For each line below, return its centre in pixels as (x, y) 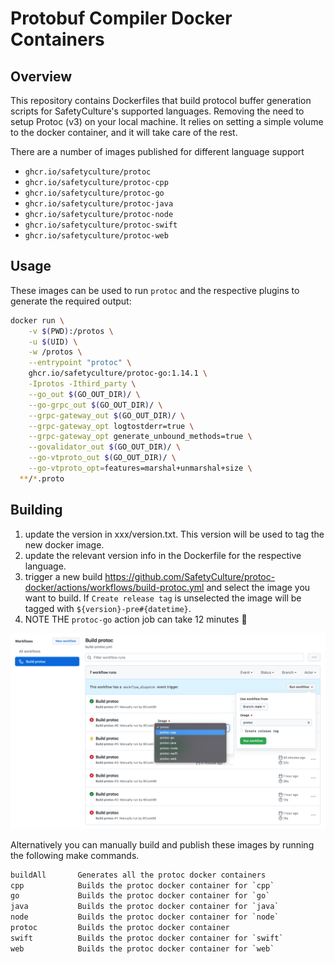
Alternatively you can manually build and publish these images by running (162, 844)
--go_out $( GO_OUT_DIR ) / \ (84, 394)
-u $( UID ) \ (53, 342)
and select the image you (258, 587)
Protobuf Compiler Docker (121, 18)
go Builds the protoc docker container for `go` (140, 896)
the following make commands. (75, 855)
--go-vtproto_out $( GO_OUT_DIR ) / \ (102, 458)
